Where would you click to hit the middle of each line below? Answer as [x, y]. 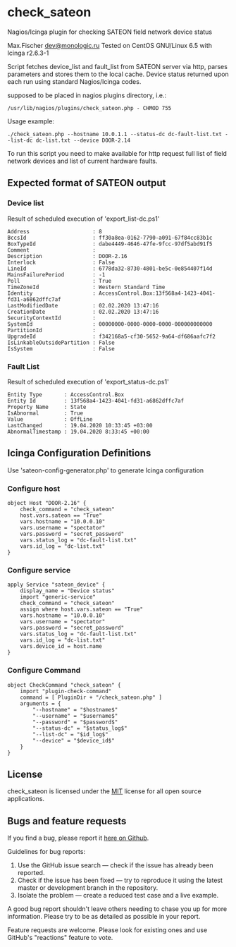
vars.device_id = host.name [61, 647]
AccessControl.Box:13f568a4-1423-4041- [157, 293]
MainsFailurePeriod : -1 [56, 275]
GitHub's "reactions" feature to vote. [60, 938]
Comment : [52, 250]
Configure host [34, 489]
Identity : [52, 293]
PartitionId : [52, 330]
